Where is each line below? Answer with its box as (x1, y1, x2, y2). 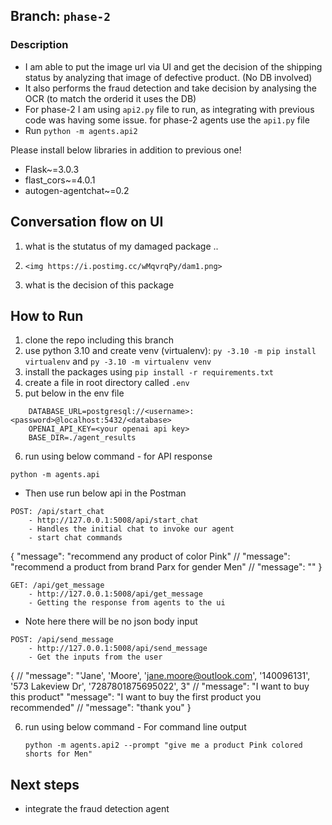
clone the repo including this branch (24, 334, 174, 346)
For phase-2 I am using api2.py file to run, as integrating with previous (24, 103, 315, 115)
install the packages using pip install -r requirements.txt (24, 366, 274, 378)
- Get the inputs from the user (28, 652, 163, 663)
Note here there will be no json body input (24, 615, 198, 628)
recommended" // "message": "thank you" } (10, 702, 192, 714)
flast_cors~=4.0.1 (24, 174, 96, 186)
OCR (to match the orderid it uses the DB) (24, 92, 197, 104)
